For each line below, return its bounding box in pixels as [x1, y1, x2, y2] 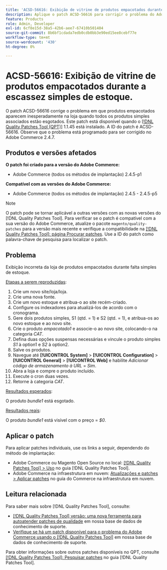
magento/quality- [111, 222, 148, 227]
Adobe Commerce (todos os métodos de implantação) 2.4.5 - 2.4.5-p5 [12, 191, 158, 197]
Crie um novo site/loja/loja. [12, 289, 68, 295]
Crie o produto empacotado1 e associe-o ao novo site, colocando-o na [12, 326, 158, 332]
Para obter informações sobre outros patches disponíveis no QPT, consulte [5, 549, 160, 555]
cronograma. [12, 310, 39, 316]
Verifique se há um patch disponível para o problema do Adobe [12, 529, 142, 535]
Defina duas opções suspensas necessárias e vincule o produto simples [12, 337, 161, 342]
